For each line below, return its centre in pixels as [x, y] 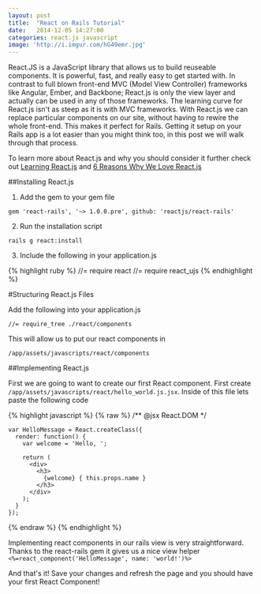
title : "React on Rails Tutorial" [67, 23]
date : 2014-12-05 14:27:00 [56, 30]
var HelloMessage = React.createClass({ [76, 430]
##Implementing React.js [48, 368]
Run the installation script [61, 227]
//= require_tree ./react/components [70, 325]
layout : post [30, 15]
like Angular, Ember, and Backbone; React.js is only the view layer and [122, 92]
